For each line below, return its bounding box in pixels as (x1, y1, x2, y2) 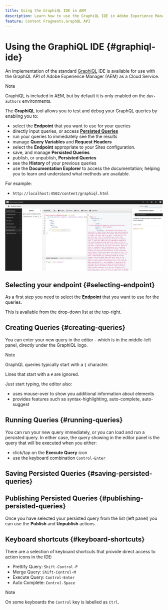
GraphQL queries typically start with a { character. (5, 361, 109, 367)
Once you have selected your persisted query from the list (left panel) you (5, 515, 157, 521)
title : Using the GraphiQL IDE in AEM (5, 8, 86, 13)
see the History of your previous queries (12, 160, 96, 166)
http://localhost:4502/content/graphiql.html (12, 191, 109, 196)
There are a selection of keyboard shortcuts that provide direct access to (5, 548, 156, 554)
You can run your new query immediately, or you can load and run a (5, 429, 145, 435)
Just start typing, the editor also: (5, 381, 72, 387)
